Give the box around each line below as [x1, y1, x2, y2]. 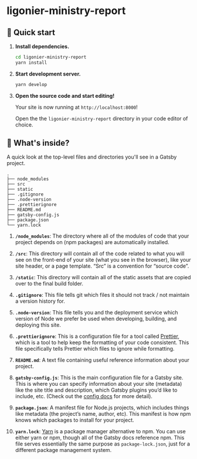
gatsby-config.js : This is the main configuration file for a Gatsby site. [15, 374, 184, 381]
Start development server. [15, 70, 81, 77]
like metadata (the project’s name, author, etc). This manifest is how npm [15, 410, 191, 417]
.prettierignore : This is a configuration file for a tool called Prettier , [15, 333, 180, 340]
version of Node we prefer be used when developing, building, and [15, 315, 177, 323]
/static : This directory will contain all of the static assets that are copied [15, 274, 191, 281]
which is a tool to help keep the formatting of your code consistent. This [15, 339, 189, 346]
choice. [15, 121, 34, 128]
